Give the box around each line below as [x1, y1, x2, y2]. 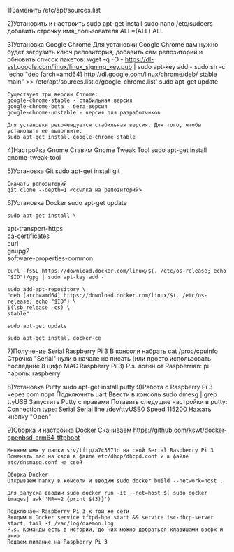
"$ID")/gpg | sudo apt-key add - [7, 274, 105, 281]
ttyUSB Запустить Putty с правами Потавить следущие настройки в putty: [7, 398, 228, 405]
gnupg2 [7, 247, 30, 255]
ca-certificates [7, 232, 50, 240]
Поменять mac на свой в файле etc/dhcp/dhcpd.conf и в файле [7, 453, 189, 460]
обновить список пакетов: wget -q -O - [7, 55, 124, 64]
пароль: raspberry [7, 369, 61, 378]
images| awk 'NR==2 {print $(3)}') [7, 495, 111, 502]
